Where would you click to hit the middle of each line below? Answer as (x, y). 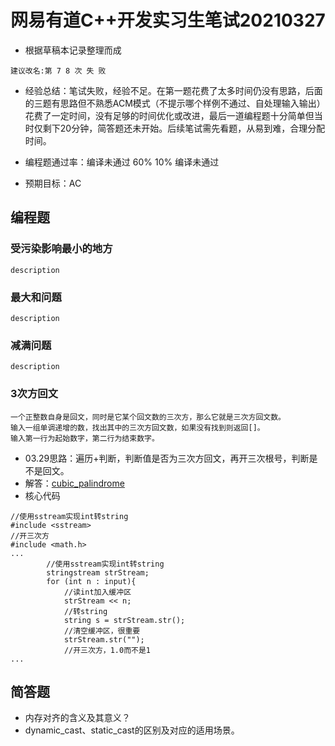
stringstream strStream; (98, 572)
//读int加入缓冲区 (97, 592)
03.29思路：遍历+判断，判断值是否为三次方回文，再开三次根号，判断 (167, 458)
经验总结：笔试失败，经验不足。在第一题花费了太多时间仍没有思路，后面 (173, 90)
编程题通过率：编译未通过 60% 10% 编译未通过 (122, 162)
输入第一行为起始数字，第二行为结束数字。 (85, 438)
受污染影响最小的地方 (61, 249)
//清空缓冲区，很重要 (102, 631)
